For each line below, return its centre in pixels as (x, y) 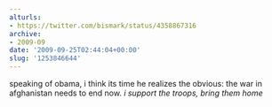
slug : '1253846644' (45, 58)
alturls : (25, 17)
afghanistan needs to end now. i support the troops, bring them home (136, 93)
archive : (25, 34)
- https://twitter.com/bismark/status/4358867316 (103, 26)
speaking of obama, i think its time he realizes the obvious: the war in (136, 84)
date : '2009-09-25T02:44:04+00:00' (75, 50)
